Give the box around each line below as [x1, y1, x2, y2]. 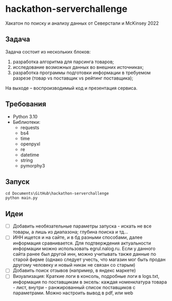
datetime [20, 152, 40, 158]
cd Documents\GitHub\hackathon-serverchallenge [5, 191, 109, 196]
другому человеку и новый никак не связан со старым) [12, 262, 136, 268]
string [20, 157, 33, 163]
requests [20, 124, 40, 130]
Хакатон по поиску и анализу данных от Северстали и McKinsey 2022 [5, 20, 159, 26]
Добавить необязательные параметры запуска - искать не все [12, 223, 152, 229]
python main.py [5, 196, 38, 201]
